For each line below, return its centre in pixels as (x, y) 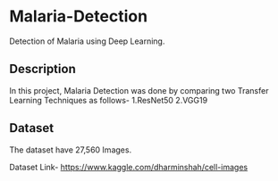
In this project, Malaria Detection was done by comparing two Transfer (139, 90)
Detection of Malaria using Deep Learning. (87, 41)
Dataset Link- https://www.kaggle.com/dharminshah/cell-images (129, 167)
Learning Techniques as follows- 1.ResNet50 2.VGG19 (109, 100)
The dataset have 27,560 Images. (71, 150)
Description (42, 69)
